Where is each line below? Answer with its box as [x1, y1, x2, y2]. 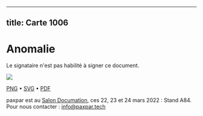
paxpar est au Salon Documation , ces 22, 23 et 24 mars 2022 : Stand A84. [6, 97, 192, 104]
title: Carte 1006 [6, 18, 68, 28]
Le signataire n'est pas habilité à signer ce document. [6, 62, 140, 69]
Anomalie [6, 42, 56, 56]
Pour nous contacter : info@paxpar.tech [6, 103, 106, 111]
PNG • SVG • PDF [6, 85, 51, 92]
